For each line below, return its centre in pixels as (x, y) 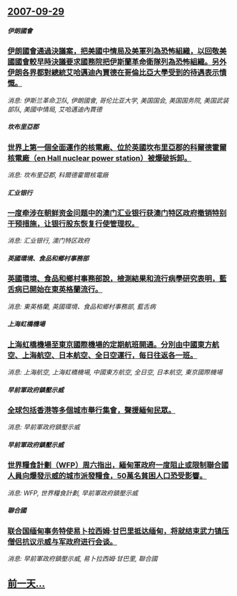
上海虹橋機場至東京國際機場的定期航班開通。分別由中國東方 (110, 344)
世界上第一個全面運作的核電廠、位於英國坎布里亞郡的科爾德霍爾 (117, 147)
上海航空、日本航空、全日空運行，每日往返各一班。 (110, 355)
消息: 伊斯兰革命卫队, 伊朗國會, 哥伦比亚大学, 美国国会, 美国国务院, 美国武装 (118, 100)
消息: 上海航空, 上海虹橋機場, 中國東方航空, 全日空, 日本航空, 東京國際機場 (115, 372)
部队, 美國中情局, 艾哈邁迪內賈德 (55, 109)
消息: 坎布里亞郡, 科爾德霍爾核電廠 (58, 175)
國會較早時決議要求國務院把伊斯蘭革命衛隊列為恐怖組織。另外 (121, 62)
